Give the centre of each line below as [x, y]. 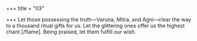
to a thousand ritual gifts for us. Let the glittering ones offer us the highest [96, 26]
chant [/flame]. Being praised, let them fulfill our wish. [71, 32]
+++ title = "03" [25, 8]
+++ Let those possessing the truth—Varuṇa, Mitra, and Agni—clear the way [99, 19]
